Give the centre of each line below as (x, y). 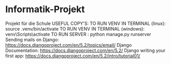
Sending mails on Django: (32, 40)
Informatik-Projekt (45, 9)
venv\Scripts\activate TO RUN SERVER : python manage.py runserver (78, 34)
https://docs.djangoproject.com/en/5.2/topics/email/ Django (68, 45)
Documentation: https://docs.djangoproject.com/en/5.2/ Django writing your (86, 50)
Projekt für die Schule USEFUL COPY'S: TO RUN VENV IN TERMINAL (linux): (86, 23)
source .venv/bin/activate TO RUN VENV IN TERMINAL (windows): (75, 28)
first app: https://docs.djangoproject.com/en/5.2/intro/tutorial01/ (73, 56)
